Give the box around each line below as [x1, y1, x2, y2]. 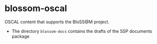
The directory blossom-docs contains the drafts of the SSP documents [11, 28, 153, 34]
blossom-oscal [4, 3, 67, 14]
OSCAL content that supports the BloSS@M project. [4, 19, 110, 25]
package [11, 33, 30, 39]
